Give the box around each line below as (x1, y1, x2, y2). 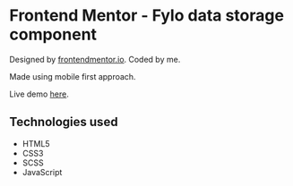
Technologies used (9, 114, 118, 130)
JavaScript (22, 166, 63, 177)
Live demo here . (9, 89, 70, 99)
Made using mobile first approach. (9, 71, 136, 81)
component (9, 24, 97, 45)
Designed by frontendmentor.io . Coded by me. (9, 54, 181, 64)
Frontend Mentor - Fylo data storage (9, 5, 285, 26)
